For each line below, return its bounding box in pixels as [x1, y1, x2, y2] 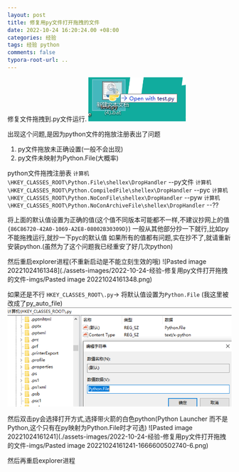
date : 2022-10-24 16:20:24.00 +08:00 [7, 26, 119, 33]
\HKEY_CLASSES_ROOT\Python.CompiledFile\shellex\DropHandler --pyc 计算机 [7, 186, 228, 194]
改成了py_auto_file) [7, 299, 63, 307]
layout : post [7, 11, 46, 18]
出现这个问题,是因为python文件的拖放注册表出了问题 [7, 129, 161, 138]
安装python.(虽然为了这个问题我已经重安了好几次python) [7, 242, 174, 250]
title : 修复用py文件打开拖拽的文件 [7, 18, 100, 26]
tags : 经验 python [7, 41, 60, 49]
